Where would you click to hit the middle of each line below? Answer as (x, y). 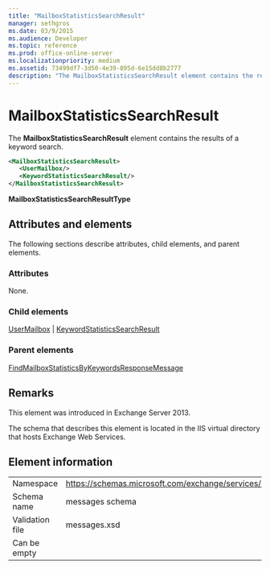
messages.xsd (93, 525)
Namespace (35, 484)
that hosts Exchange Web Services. (67, 437)
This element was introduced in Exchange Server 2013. (100, 413)
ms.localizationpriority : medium (64, 61)
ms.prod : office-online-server (61, 53)
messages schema (101, 502)
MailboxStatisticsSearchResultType (70, 199)
